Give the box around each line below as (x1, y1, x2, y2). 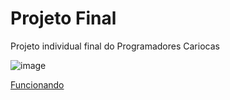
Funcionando (10, 78, 65, 91)
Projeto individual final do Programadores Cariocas (10, 40, 220, 52)
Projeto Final (10, 7, 117, 30)
